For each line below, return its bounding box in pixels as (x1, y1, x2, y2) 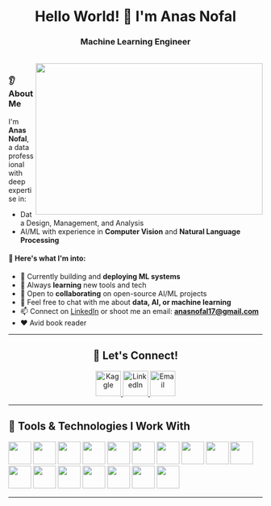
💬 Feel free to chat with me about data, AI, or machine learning (19, 297, 231, 307)
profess (8, 151, 34, 161)
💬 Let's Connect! (92, 349, 179, 362)
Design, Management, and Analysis (26, 218, 144, 228)
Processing (19, 235, 60, 245)
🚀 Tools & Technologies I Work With (8, 420, 191, 433)
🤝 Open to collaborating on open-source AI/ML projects (19, 288, 207, 298)
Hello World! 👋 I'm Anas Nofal (35, 7, 236, 26)
